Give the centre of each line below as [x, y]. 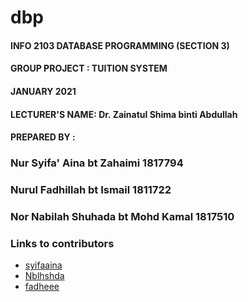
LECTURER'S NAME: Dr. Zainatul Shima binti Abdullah [124, 114]
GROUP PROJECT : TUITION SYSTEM [89, 68]
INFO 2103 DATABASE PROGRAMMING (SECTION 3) [120, 45]
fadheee [42, 287]
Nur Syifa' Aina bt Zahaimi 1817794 [97, 163]
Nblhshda [44, 276]
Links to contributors [62, 243]
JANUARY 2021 [43, 91]
